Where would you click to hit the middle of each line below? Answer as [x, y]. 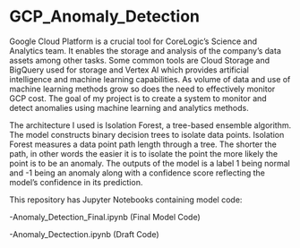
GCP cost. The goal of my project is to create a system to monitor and [138, 98]
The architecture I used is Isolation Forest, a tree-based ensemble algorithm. [150, 125]
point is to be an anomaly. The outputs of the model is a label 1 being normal [150, 163]
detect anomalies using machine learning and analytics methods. [129, 107]
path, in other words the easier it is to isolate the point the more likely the [144, 153]
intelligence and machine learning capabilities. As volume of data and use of [150, 79]
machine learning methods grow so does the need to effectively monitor [142, 89]
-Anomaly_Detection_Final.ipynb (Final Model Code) [105, 217]
